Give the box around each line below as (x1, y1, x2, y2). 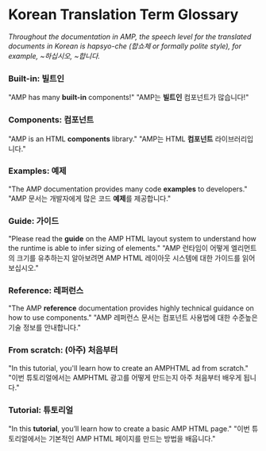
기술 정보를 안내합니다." (8, 323, 82, 333)
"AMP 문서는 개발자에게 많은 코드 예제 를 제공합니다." (8, 193, 172, 203)
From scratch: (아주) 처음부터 (8, 345, 118, 356)
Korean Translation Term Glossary (8, 6, 239, 24)
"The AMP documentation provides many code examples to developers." (8, 184, 248, 194)
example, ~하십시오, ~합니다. (8, 51, 101, 60)
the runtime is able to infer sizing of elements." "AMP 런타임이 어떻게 (8, 244, 229, 253)
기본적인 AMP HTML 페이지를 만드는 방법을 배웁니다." (48, 434, 216, 444)
